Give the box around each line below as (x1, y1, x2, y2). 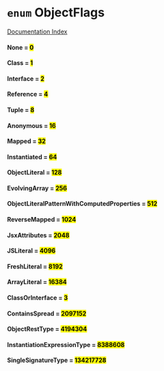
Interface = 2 (7, 74, 44, 83)
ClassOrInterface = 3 (7, 294, 68, 302)
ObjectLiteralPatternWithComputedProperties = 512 (7, 200, 158, 208)
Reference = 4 (7, 90, 49, 99)
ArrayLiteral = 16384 (7, 278, 67, 286)
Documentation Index (7, 27, 68, 36)
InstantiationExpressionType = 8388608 (7, 340, 125, 348)
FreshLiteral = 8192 (7, 262, 63, 270)
